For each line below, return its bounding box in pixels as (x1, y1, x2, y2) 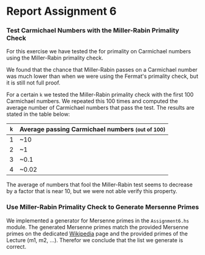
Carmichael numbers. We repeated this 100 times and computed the (6, 97, 179, 105)
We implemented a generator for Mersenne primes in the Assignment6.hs (6, 216, 190, 224)
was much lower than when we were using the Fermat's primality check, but (6, 72, 199, 80)
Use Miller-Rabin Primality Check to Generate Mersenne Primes (6, 203, 199, 211)
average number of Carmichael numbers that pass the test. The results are (6, 104, 195, 112)
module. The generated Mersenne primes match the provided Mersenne (6, 223, 188, 230)
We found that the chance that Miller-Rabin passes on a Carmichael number (6, 66, 198, 74)
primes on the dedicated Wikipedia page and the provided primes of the (6, 230, 188, 237)
